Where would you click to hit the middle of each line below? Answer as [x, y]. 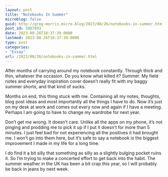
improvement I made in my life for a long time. [52, 143]
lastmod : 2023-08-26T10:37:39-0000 [42, 38]
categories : [17, 47]
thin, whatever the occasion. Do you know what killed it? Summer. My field [82, 76]
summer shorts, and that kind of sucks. [45, 87]
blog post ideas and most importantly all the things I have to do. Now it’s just [84, 102]
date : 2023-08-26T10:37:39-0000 [39, 33]
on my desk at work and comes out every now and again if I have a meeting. [84, 107]
